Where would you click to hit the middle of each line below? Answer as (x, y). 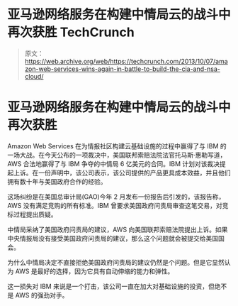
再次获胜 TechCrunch (71, 32)
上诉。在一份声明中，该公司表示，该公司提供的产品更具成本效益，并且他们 (122, 173)
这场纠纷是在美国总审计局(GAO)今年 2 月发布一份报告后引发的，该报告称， (116, 197)
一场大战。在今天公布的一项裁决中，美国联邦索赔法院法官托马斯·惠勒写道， (117, 155)
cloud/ (34, 76)
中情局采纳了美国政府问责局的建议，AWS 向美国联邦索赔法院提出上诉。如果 (118, 229)
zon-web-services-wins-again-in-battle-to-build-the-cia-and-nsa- (123, 69)
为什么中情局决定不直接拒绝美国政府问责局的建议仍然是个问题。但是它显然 (116, 262)
